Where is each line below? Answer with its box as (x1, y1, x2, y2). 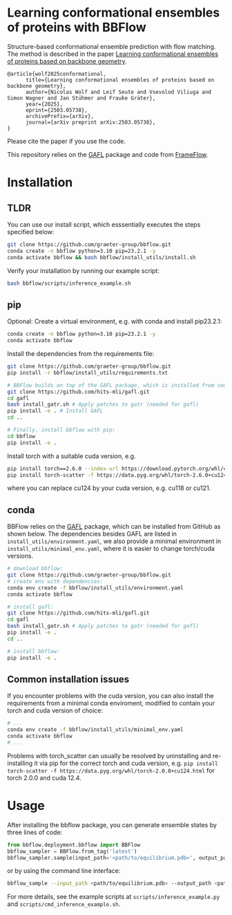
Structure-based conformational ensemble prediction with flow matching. (7, 42, 216, 50)
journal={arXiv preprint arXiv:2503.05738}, (25, 119, 156, 126)
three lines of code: (7, 828, 63, 836)
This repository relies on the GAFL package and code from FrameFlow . (7, 150, 209, 158)
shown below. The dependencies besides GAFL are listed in (7, 530, 177, 538)
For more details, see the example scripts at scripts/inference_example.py (7, 893, 220, 901)
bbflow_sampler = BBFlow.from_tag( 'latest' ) (7, 848, 137, 855)
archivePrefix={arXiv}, (25, 113, 95, 120)
